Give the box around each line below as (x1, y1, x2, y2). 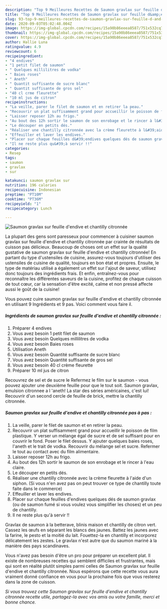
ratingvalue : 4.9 (5, 44, 41, 49)
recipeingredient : (5, 53, 43, 59)
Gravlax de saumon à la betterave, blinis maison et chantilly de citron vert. (5, 522, 157, 528)
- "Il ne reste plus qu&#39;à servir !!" (5, 141, 92, 147)
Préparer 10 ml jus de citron (12, 368, 69, 374)
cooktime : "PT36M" (5, 197, 43, 202)
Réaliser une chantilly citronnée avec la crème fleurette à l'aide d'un (12, 475, 152, 481)
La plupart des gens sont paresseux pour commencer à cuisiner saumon (5, 233, 154, 239)
